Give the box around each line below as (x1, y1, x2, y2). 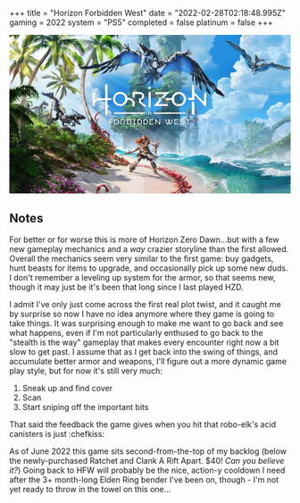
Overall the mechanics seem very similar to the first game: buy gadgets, (9, 254, 274, 264)
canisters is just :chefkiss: (9, 429, 105, 440)
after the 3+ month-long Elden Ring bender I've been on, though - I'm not (9, 474, 279, 485)
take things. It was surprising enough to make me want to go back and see (9, 318, 284, 329)
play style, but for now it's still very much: (9, 365, 163, 376)
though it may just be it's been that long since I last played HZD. (9, 281, 244, 293)
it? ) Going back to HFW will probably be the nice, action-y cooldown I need (9, 465, 286, 476)
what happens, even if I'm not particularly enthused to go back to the (9, 328, 263, 339)
